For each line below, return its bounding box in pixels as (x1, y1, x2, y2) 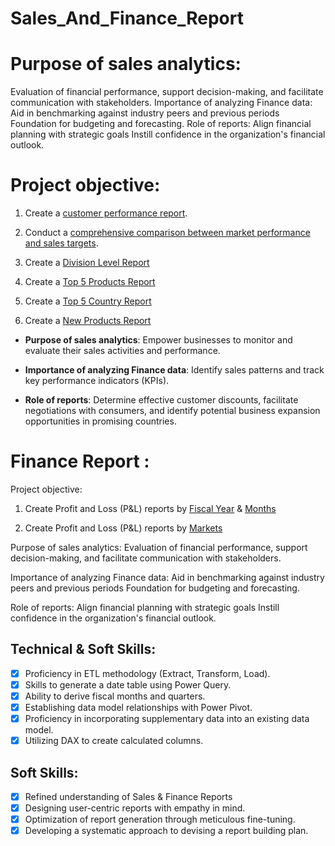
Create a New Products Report (24, 315, 152, 327)
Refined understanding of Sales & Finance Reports (24, 791, 233, 802)
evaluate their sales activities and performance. (24, 345, 221, 357)
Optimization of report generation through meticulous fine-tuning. (24, 813, 296, 826)
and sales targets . (24, 237, 99, 249)
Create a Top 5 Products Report (24, 276, 156, 288)
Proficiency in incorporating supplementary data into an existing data (24, 713, 310, 725)
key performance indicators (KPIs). (24, 375, 170, 387)
